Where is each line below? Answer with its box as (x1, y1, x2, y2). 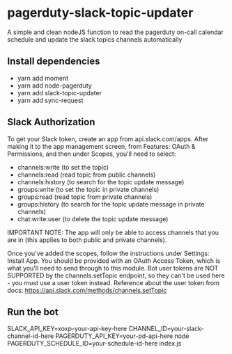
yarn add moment (17, 74, 69, 82)
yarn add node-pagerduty (17, 81, 92, 90)
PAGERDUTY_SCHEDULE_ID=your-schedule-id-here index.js (7, 339, 182, 348)
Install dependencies (7, 56, 100, 67)
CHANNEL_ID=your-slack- (128, 325, 204, 333)
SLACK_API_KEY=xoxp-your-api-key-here (7, 325, 127, 333)
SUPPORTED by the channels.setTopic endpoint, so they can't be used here (7, 271, 225, 280)
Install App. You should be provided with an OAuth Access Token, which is (7, 256, 221, 265)
